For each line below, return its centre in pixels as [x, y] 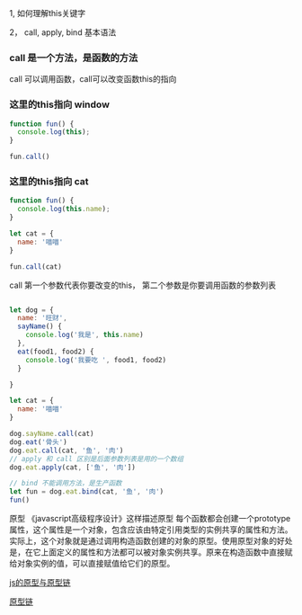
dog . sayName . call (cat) [52, 434]
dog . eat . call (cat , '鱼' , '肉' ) [67, 450]
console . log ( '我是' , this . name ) [84, 335]
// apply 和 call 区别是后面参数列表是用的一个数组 [97, 459]
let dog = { [31, 310]
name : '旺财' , [42, 318]
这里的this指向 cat [49, 182]
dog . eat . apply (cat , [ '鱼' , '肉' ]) [73, 467]
